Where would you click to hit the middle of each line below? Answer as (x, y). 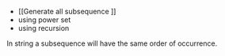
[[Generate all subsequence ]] (67, 11)
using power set (44, 20)
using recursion (44, 28)
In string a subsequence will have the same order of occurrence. (112, 43)
